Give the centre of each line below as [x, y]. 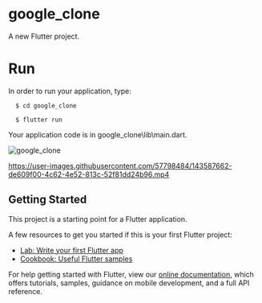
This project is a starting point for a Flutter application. [98, 219]
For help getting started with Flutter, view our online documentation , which [131, 274]
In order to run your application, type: [70, 91]
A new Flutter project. [44, 36]
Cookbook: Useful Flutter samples [76, 259]
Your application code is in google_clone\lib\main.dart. [98, 134]
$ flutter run [39, 120]
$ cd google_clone [46, 105]
